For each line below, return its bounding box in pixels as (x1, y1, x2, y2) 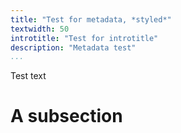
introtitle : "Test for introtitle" (10, 33, 159, 43)
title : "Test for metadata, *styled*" (10, 14, 172, 25)
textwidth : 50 (10, 24, 70, 34)
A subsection (10, 105, 123, 128)
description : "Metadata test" (10, 42, 137, 53)
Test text (10, 70, 47, 82)
